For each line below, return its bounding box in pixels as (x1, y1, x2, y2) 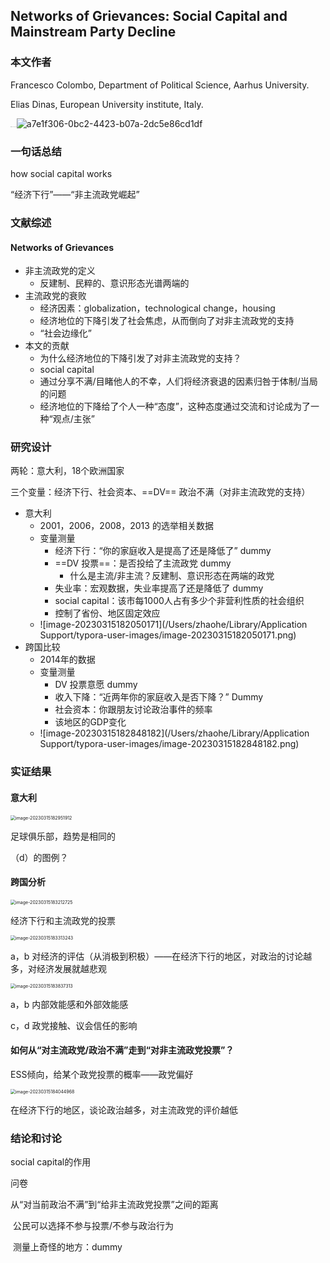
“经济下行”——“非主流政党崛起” (10, 188, 140, 200)
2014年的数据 (39, 654, 96, 666)
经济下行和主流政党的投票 (10, 914, 116, 926)
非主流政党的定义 (24, 265, 96, 277)
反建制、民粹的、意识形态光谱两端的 (39, 277, 190, 289)
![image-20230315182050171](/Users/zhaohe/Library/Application (39, 619, 308, 631)
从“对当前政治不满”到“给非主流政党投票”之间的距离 (10, 1199, 219, 1211)
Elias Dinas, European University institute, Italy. (10, 98, 204, 110)
